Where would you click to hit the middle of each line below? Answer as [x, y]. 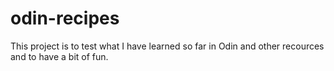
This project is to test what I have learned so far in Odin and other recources [167, 46]
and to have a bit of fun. [59, 56]
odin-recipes [65, 18]
